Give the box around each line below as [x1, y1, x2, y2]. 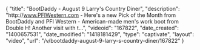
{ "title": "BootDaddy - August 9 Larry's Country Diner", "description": [5, 5, 180, 12]
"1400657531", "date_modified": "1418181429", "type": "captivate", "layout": [5, 31, 195, 38]
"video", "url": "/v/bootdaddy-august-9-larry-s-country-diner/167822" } [5, 37, 184, 44]
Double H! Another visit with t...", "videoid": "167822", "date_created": [5, 24, 179, 31]
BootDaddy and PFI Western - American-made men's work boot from [5, 18, 179, 25]
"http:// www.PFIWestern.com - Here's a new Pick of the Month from [5, 11, 176, 19]
